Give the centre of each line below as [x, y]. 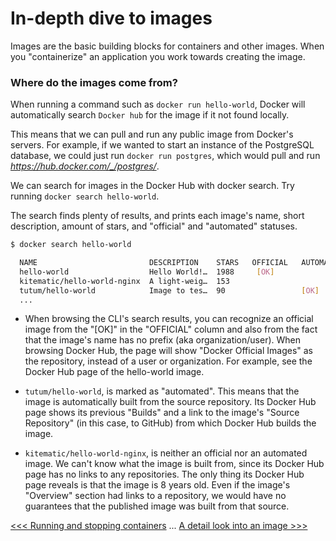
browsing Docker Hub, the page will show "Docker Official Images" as [169, 351]
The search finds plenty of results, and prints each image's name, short [157, 216]
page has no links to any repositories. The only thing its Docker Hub [164, 474]
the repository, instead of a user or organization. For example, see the [168, 361]
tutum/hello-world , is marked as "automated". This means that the [162, 391]
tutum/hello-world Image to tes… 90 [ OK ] [169, 290]
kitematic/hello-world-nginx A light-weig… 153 [124, 281]
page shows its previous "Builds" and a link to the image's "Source [162, 413]
